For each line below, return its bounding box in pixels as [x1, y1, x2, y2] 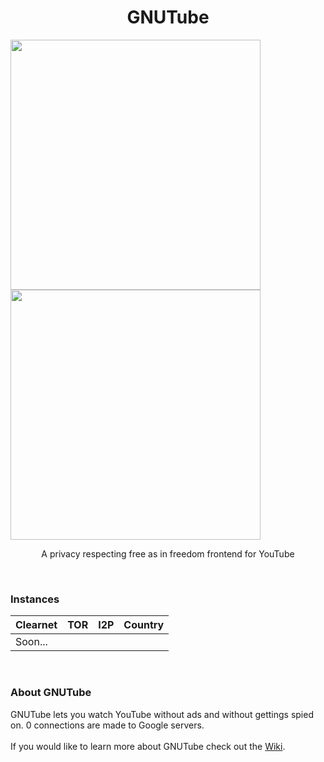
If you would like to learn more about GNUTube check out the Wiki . [10, 740, 286, 752]
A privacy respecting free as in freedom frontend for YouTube [41, 547, 295, 560]
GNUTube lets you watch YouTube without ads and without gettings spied [10, 708, 314, 720]
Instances [10, 592, 60, 606]
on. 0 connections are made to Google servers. [10, 719, 205, 731]
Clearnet [15, 618, 58, 632]
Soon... [15, 635, 48, 649]
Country [123, 618, 165, 632]
